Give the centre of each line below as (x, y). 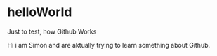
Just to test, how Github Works (52, 31)
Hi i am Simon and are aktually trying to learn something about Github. (109, 45)
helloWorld (40, 12)
